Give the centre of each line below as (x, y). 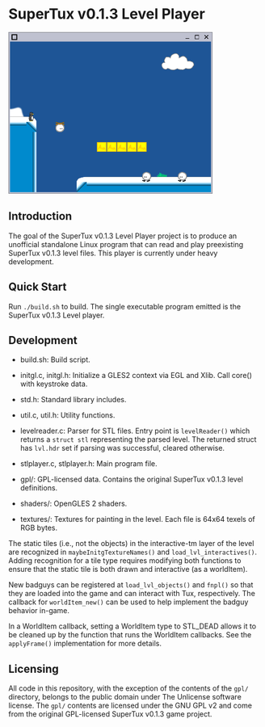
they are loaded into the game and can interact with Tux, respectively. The (132, 594)
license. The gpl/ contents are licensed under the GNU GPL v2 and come (130, 706)
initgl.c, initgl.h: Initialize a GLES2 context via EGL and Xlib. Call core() (136, 376)
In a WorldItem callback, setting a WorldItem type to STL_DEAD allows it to (132, 626)
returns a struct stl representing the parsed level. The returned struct (138, 439)
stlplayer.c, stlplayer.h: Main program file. (88, 464)
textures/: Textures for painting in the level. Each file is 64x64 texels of (138, 519)
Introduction (40, 216)
